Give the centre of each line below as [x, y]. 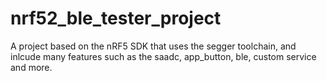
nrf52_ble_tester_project [116, 18]
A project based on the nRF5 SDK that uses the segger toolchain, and [153, 46]
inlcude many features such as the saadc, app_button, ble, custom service [163, 56]
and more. [31, 67]
